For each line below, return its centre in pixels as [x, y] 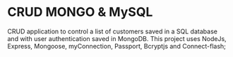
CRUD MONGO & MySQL [80, 12]
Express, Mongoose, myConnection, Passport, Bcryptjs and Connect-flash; [116, 46]
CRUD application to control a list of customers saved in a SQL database [112, 31]
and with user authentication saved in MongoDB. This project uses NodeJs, [117, 38]
